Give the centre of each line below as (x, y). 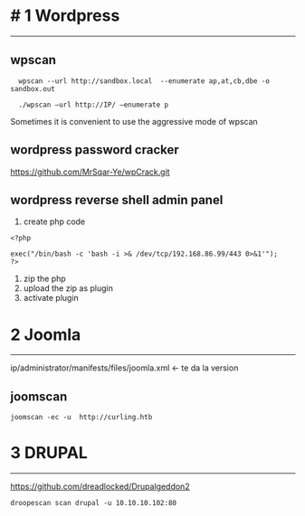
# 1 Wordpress (65, 16)
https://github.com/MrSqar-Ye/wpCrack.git (90, 172)
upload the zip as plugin (68, 288)
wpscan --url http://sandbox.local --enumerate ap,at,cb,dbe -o (144, 81)
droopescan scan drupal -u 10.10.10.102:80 (94, 503)
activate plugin (51, 298)
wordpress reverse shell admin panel (117, 200)
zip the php (44, 279)
